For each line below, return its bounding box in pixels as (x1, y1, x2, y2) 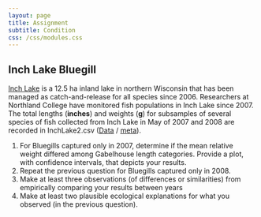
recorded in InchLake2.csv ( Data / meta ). (8, 125, 142, 135)
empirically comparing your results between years (19, 183, 183, 193)
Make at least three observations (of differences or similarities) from (19, 174, 241, 184)
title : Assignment (8, 19, 69, 27)
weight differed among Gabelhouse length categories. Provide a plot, (19, 149, 244, 159)
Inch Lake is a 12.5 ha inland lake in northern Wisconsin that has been (8, 84, 234, 93)
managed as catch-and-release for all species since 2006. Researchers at (8, 92, 249, 102)
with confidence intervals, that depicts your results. (19, 158, 187, 167)
